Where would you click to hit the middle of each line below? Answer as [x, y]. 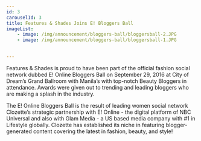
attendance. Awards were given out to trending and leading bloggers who [97, 87]
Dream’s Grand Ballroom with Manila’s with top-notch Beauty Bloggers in [97, 81]
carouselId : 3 [24, 18]
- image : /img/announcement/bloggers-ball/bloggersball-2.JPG [97, 34]
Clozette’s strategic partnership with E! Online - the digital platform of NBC [99, 112]
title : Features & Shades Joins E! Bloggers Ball [70, 23]
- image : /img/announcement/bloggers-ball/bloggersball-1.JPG [97, 40]
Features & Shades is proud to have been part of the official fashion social [98, 68]
